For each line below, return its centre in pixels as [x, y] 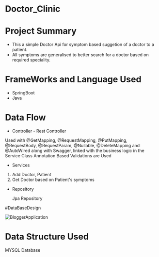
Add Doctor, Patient [32, 174]
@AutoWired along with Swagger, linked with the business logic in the [75, 151]
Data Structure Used [47, 237]
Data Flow [25, 118]
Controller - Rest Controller [39, 131]
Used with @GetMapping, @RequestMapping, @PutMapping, [66, 140]
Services [21, 165]
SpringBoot [23, 93]
